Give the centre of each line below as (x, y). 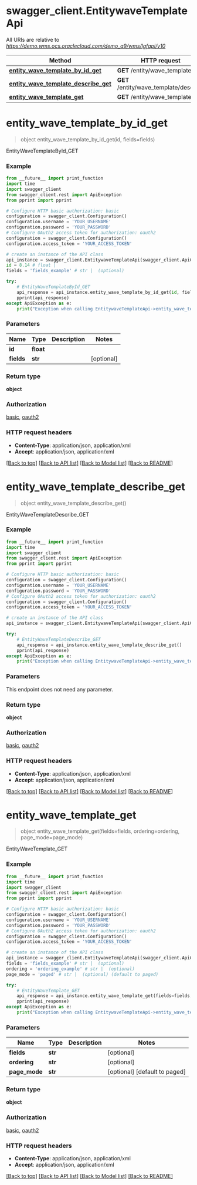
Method (60, 60)
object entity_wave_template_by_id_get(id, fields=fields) (88, 139)
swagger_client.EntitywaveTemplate (97, 11)
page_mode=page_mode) (52, 838)
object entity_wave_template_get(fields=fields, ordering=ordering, (100, 831)
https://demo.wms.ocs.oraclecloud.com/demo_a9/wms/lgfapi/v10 (86, 46)
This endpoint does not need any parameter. (60, 689)
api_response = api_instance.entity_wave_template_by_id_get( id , (98, 292)
